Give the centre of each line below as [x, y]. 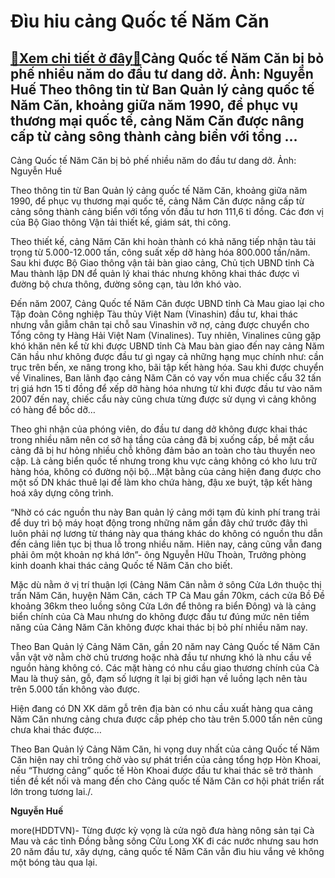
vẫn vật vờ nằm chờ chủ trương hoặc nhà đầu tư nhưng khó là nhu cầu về [161, 657]
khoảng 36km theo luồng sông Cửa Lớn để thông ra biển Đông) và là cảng [163, 606]
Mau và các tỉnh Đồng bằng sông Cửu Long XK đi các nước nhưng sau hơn [164, 841]
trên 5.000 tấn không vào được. [75, 689]
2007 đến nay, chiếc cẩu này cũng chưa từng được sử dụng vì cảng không [163, 399]
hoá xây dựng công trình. [62, 493]
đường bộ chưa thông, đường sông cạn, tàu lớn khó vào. [126, 284]
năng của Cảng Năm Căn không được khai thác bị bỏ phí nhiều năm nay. [159, 627]
